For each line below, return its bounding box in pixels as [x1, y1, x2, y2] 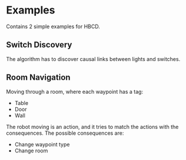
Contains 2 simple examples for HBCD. [6, 23, 100, 30]
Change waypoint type [14, 141, 70, 148]
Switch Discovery [6, 40, 72, 50]
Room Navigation [6, 73, 71, 83]
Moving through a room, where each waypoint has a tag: [6, 88, 143, 95]
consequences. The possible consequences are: [6, 130, 124, 137]
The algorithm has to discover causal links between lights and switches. [6, 55, 181, 62]
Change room [14, 147, 48, 154]
